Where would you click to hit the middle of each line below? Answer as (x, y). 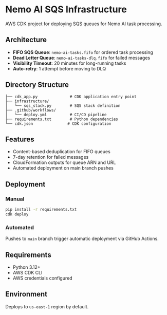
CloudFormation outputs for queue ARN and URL (64, 162)
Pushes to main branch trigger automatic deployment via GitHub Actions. (82, 239)
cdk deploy (17, 214)
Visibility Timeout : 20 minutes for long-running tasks (69, 63)
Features (20, 139)
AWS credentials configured (43, 278)
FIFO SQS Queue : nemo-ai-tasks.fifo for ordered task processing (83, 52)
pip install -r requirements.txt (41, 210)
